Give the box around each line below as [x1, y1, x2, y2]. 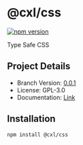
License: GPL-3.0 [16, 85, 66, 94]
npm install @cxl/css [7, 131, 69, 138]
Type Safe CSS [7, 40, 50, 49]
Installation [7, 113, 56, 124]
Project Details [7, 60, 71, 72]
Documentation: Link [16, 93, 76, 101]
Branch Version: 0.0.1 [16, 79, 76, 87]
